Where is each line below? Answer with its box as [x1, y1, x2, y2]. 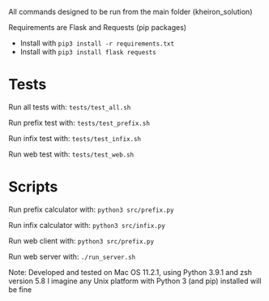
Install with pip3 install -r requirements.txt [19, 38, 175, 48]
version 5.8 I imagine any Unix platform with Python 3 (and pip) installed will [8, 276, 262, 286]
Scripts [8, 178, 58, 196]
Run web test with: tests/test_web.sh [8, 149, 134, 159]
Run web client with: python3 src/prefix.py [8, 235, 155, 246]
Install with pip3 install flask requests [19, 47, 156, 56]
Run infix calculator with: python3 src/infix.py [8, 220, 166, 230]
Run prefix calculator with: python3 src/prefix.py [8, 204, 174, 214]
